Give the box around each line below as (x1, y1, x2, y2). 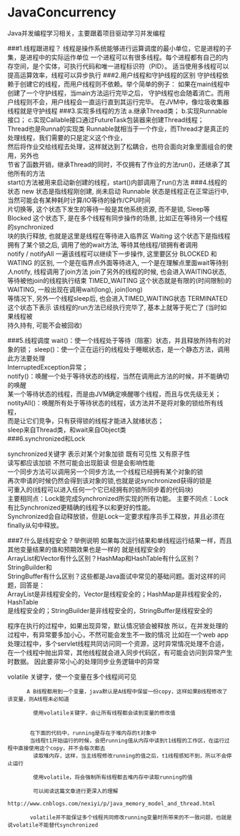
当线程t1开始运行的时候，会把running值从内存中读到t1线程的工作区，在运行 (29, 737, 225, 744)
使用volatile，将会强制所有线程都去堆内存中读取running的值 (33, 773, 193, 781)
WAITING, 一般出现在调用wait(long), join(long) (7, 285, 143, 294)
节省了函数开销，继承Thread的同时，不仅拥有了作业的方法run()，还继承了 (7, 160, 225, 169)
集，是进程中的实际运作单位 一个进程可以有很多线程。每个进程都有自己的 (7, 53, 222, 61)
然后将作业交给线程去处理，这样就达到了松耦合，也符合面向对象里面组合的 (7, 142, 226, 151)
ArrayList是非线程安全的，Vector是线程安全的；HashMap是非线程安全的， (7, 589, 226, 598)
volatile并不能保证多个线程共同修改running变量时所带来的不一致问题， (29, 814, 216, 821)
